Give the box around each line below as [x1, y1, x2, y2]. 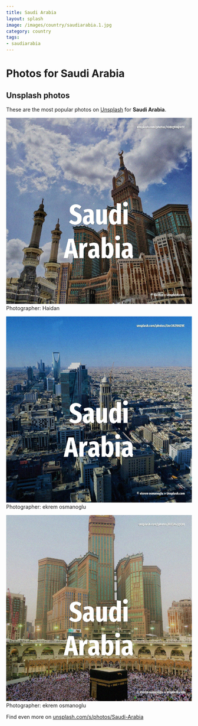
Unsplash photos [6, 90, 70, 100]
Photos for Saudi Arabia [6, 67, 125, 80]
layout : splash [6, 15, 44, 22]
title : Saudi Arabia [6, 9, 57, 15]
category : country [6, 28, 51, 34]
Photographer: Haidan [6, 305, 60, 311]
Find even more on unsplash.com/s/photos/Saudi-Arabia [6, 714, 144, 720]
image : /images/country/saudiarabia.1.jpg [6, 22, 112, 28]
